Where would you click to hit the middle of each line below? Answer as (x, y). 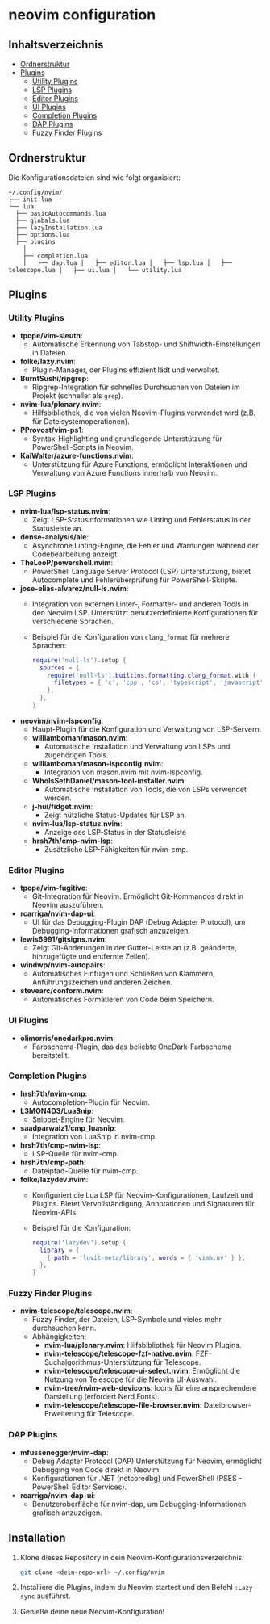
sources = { (59, 668)
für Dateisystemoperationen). (81, 421)
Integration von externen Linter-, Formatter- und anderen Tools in (140, 604)
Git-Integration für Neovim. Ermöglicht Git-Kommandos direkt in (138, 896)
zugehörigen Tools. (76, 755)
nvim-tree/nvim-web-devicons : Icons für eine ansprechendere (150, 1388)
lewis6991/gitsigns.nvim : (63, 939)
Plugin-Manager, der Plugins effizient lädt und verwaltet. (126, 370)
